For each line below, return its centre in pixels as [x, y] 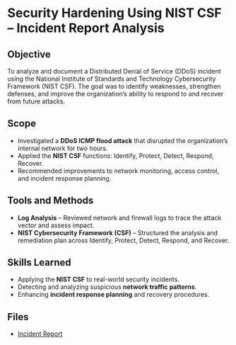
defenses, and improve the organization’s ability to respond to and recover [116, 94]
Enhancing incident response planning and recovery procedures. [113, 295]
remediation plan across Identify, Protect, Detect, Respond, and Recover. [123, 240]
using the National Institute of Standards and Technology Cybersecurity [112, 79]
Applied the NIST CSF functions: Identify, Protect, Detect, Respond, [116, 155]
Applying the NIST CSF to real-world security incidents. [99, 279]
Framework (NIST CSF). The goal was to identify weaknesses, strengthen [114, 86]
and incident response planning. [64, 178]
